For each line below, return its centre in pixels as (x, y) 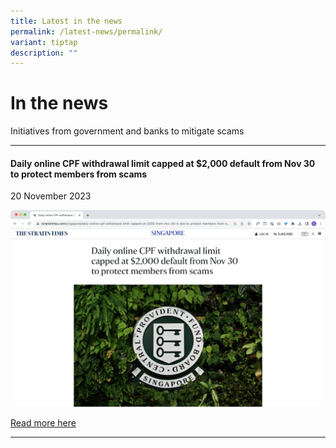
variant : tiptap (44, 42)
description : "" (44, 53)
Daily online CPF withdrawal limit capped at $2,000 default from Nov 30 (163, 163)
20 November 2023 (51, 196)
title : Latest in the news (66, 21)
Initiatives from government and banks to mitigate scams (127, 131)
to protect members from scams (79, 174)
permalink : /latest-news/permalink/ (86, 31)
